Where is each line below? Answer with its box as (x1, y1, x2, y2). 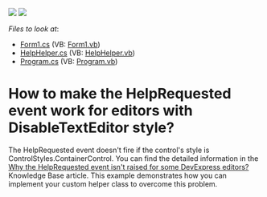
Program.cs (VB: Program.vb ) (19, 57, 118, 66)
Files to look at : (8, 24, 60, 34)
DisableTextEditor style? (8, 119, 175, 137)
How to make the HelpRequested (8, 85, 232, 103)
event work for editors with (8, 102, 193, 120)
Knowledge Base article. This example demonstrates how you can (8, 171, 228, 180)
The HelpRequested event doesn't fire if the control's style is (8, 145, 210, 155)
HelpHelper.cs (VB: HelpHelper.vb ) (19, 48, 135, 58)
